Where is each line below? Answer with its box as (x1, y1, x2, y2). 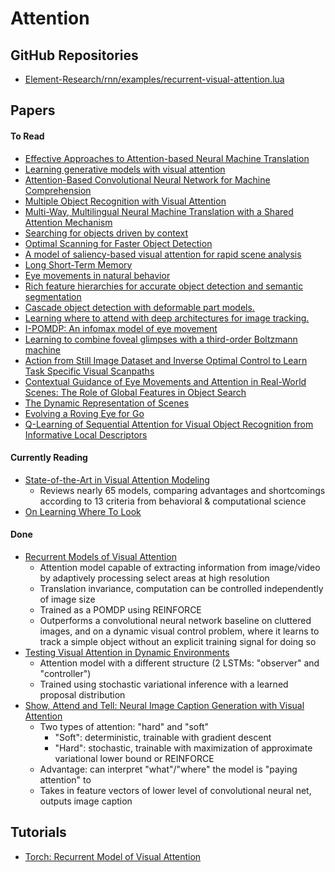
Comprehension (24, 184, 92, 196)
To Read (10, 130, 45, 142)
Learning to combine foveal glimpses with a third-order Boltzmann (24, 333, 298, 345)
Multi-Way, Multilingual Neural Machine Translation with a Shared (24, 205, 294, 217)
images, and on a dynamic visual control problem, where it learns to (39, 625, 320, 637)
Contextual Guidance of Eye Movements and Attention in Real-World (24, 375, 307, 387)
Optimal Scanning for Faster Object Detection (24, 237, 213, 249)
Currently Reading (10, 452, 88, 464)
